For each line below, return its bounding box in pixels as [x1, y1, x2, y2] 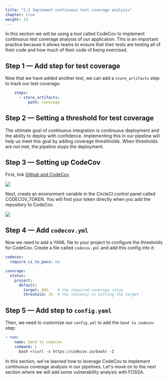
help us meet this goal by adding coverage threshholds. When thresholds [5, 138, 158, 144]
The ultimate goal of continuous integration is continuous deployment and [5, 127, 159, 133]
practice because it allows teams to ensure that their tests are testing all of [5, 42, 161, 48]
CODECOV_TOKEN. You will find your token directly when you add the [5, 196, 151, 202]
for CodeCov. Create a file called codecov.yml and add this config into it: [5, 245, 155, 251]
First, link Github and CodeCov [5, 171, 69, 178]
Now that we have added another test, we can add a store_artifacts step [5, 75, 160, 81]
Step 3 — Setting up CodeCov [5, 158, 101, 167]
